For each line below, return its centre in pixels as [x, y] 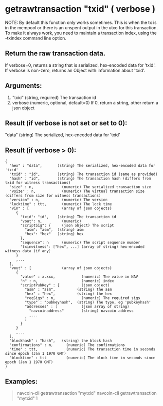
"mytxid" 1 [27, 398]
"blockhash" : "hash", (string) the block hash [61, 341]
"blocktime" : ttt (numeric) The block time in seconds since [82, 358]
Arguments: [24, 86]
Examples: [21, 381]
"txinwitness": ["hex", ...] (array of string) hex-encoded [82, 247]
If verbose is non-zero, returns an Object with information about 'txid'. [75, 70]
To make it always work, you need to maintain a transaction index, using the [81, 33]
